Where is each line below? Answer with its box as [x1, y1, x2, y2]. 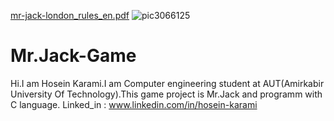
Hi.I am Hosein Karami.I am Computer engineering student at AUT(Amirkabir [10, 77, 325, 89]
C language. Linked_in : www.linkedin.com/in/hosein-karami [10, 98, 258, 110]
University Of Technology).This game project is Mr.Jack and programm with [10, 88, 323, 100]
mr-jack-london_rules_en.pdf [10, 10, 130, 21]
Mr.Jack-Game [10, 45, 137, 67]
